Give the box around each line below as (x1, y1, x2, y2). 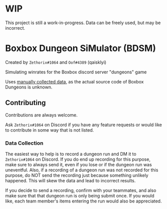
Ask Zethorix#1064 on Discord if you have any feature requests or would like (5, 122, 162, 128)
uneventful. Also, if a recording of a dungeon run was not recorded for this (5, 167, 158, 173)
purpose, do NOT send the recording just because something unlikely (5, 172, 148, 178)
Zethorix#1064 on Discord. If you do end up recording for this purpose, (5, 156, 151, 162)
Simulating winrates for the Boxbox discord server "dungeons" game (5, 69, 147, 75)
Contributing (5, 98, 46, 107)
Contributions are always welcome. (5, 112, 78, 118)
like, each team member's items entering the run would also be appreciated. (5, 198, 162, 204)
